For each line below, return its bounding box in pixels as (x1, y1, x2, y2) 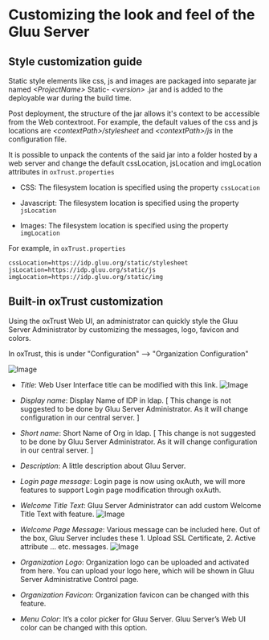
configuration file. (8, 134, 67, 144)
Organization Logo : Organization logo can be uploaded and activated (19, 557, 250, 567)
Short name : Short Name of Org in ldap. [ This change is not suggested (19, 428, 256, 437)
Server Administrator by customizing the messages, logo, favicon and (8, 324, 239, 334)
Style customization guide (8, 55, 143, 68)
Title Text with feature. (19, 509, 95, 519)
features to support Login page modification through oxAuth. (19, 485, 222, 494)
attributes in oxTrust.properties (8, 167, 115, 176)
